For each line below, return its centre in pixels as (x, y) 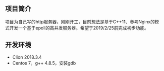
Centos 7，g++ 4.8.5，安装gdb (44, 63)
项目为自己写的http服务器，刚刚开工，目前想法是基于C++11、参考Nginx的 (80, 22)
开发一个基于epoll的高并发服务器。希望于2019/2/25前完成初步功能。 (79, 28)
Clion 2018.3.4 (27, 57)
